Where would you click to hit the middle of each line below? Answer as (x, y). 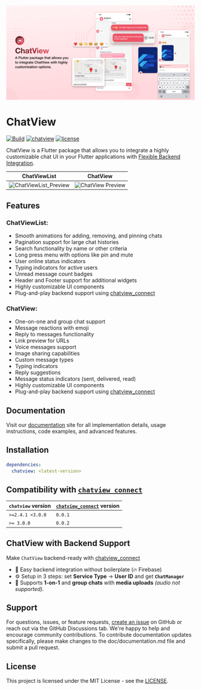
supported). (29, 589)
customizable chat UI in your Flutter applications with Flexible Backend (93, 156)
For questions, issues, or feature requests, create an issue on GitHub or (94, 622)
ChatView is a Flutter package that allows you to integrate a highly (88, 150)
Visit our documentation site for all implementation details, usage (86, 424)
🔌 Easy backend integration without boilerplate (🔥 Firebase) (88, 570)
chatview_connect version (88, 505)
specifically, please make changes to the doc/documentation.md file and (96, 641)
